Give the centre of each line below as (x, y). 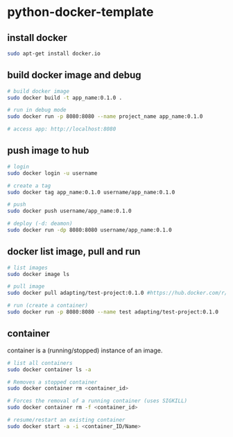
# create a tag (29, 186)
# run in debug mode (37, 110)
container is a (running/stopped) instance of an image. (85, 350)
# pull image (26, 286)
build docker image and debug (74, 75)
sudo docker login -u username (52, 173)
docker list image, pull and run (74, 251)
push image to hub (48, 151)
